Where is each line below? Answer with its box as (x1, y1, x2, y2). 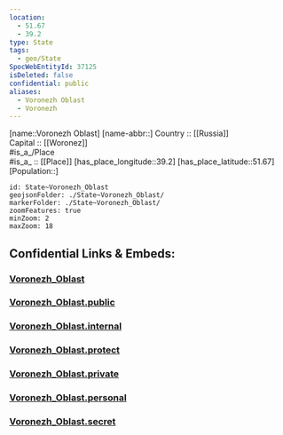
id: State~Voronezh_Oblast (9, 183, 109, 192)
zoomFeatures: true (9, 206, 82, 216)
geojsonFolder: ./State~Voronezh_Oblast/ (9, 191, 165, 200)
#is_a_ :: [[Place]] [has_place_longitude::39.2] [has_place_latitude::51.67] (9, 156, 275, 167)
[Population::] (9, 166, 59, 177)
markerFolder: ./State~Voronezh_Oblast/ (9, 199, 161, 208)
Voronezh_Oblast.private (9, 368, 120, 380)
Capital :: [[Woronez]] (9, 138, 89, 148)
